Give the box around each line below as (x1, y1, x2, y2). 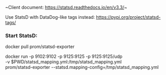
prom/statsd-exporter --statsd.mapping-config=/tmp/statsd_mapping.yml (5, 64, 159, 70)
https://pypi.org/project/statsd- (95, 14, 161, 20)
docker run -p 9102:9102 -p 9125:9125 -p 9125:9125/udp (5, 53, 123, 60)
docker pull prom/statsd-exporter (5, 44, 75, 50)
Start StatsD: (5, 32, 38, 39)
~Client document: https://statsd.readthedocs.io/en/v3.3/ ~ (5, 5, 128, 10)
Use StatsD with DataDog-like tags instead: (5, 14, 95, 20)
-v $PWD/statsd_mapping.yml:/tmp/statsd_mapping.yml (5, 59, 122, 65)
